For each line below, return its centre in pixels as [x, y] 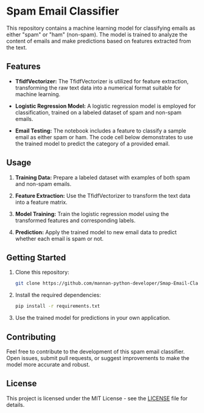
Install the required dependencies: [58, 295]
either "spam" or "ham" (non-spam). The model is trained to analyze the [97, 34]
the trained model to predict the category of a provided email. [93, 144]
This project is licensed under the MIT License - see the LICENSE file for [97, 398]
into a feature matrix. [41, 202]
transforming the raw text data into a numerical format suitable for [98, 88]
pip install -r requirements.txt [58, 306]
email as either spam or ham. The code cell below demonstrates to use [104, 137]
